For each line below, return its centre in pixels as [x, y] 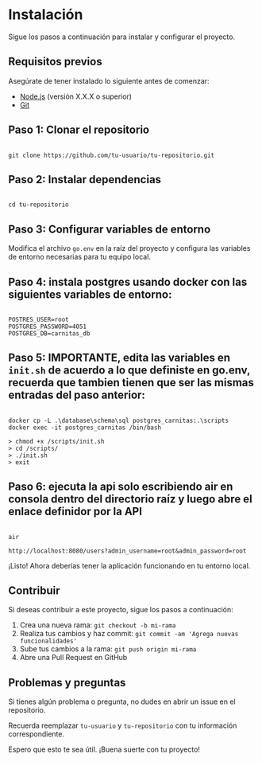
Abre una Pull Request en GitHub [73, 658]
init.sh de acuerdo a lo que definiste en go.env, [129, 371]
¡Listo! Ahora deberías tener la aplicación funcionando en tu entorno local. [129, 565]
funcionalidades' [48, 641]
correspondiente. [37, 734]
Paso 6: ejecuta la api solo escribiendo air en [121, 487]
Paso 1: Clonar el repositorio [79, 130]
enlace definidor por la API [75, 512]
